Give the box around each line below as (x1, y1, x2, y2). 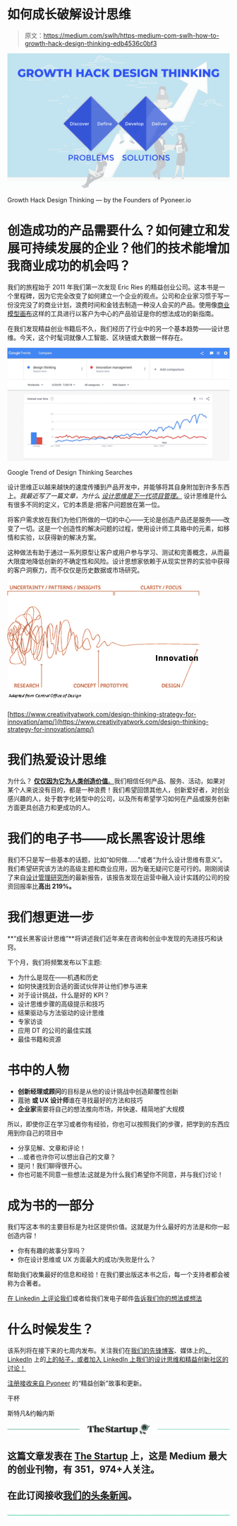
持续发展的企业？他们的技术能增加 (32, 241, 231, 257)
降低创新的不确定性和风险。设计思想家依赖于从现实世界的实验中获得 (31, 557, 230, 565)
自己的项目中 (25, 1128, 63, 1137)
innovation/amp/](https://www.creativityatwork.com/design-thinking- (7, 717, 209, 726)
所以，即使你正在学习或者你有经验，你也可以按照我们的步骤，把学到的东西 (7, 1119, 224, 1128)
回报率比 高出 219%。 (13, 882, 75, 890)
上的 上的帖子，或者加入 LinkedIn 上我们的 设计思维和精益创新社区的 (33, 1355, 229, 1363)
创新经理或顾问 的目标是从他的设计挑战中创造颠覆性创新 (17, 1087, 178, 1095)
